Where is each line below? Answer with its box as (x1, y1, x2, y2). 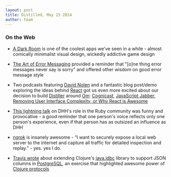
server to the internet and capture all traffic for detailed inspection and (12, 139, 162, 146)
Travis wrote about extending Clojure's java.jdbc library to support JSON (12, 154, 166, 161)
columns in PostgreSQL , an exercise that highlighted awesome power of (12, 160, 165, 166)
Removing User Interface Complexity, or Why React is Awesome (12, 98, 148, 104)
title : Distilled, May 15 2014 (5, 12, 72, 17)
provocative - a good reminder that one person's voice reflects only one (12, 113, 165, 119)
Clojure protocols (12, 166, 50, 172)
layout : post (5, 7, 33, 13)
